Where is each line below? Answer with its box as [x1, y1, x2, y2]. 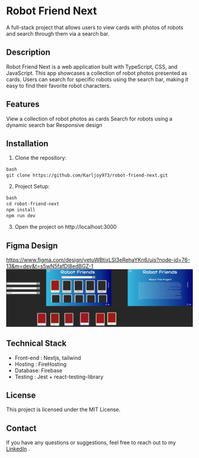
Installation [6, 138, 49, 149]
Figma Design [6, 241, 58, 251]
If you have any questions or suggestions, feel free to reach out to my [6, 439, 176, 446]
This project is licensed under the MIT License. [6, 406, 121, 413]
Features [6, 99, 40, 109]
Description [6, 48, 50, 58]
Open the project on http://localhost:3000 [14, 223, 117, 230]
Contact [6, 423, 37, 433]
